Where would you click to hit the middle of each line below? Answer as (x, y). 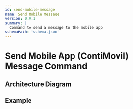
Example (18, 101)
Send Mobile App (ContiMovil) (67, 56)
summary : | (16, 23)
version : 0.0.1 (20, 18)
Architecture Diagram (38, 84)
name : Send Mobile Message (32, 14)
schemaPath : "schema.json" (32, 32)
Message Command (46, 66)
